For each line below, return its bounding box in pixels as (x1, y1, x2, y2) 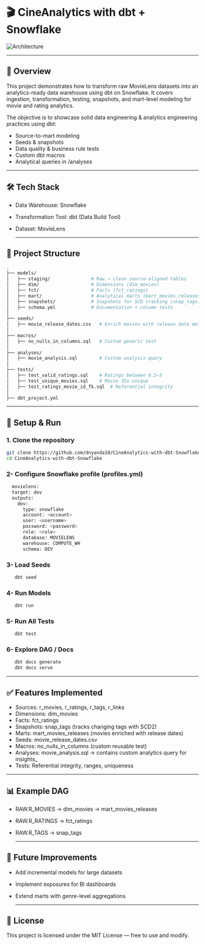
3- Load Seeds (6, 560, 51, 569)
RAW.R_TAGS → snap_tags (15, 828, 82, 836)
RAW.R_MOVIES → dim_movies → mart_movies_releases (15, 805, 157, 813)
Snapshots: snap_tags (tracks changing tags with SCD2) (15, 723, 157, 730)
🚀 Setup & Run (6, 417, 62, 428)
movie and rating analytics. (6, 102, 74, 109)
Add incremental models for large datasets (15, 868, 123, 876)
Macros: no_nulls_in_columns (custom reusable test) (15, 742, 148, 750)
